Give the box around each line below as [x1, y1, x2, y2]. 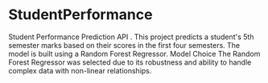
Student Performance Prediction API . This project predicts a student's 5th [8, 32, 254, 41]
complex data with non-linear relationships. [8, 65, 152, 75]
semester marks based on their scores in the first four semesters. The [8, 40, 241, 49]
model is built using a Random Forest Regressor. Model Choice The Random [8, 49, 261, 58]
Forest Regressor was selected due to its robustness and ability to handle [8, 57, 252, 67]
